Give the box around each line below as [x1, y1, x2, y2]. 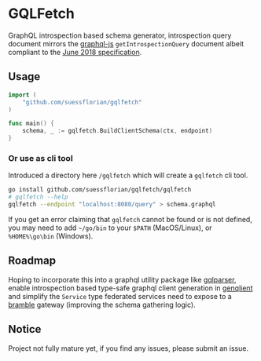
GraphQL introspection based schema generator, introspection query [8, 31, 232, 40]
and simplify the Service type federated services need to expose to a [8, 291, 232, 301]
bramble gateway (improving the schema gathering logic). [8, 300, 196, 309]
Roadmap [8, 254, 57, 268]
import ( [8, 91, 37, 99]
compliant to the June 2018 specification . [8, 47, 142, 57]
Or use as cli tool [8, 152, 73, 163]
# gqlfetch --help [8, 193, 68, 201]
